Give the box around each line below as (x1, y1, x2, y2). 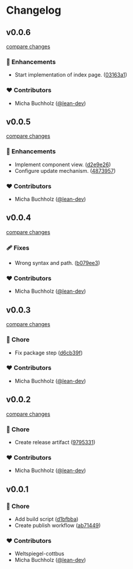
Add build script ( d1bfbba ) (14, 515, 79, 523)
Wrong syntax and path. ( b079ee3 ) (14, 260, 100, 267)
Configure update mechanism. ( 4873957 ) (14, 167, 116, 174)
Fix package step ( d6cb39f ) (14, 349, 83, 356)
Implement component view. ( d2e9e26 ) (14, 161, 111, 168)
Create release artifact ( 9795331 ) (14, 438, 96, 445)
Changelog (6, 4, 61, 17)
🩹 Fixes (6, 244, 30, 252)
